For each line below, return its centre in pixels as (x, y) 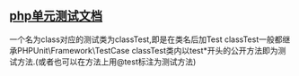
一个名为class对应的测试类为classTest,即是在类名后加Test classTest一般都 (146, 39)
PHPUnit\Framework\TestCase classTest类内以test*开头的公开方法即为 (147, 50)
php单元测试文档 (56, 16)
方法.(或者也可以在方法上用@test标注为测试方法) (106, 62)
